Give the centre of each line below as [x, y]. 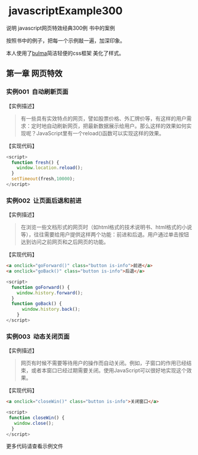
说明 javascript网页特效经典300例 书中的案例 [61, 28]
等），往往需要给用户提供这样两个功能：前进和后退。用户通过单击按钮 [105, 235]
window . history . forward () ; [50, 293]
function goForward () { [40, 287]
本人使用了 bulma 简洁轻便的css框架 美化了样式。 [65, 53]
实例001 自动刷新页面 [37, 92]
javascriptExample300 [66, 11]
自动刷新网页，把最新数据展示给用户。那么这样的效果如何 [116, 126]
